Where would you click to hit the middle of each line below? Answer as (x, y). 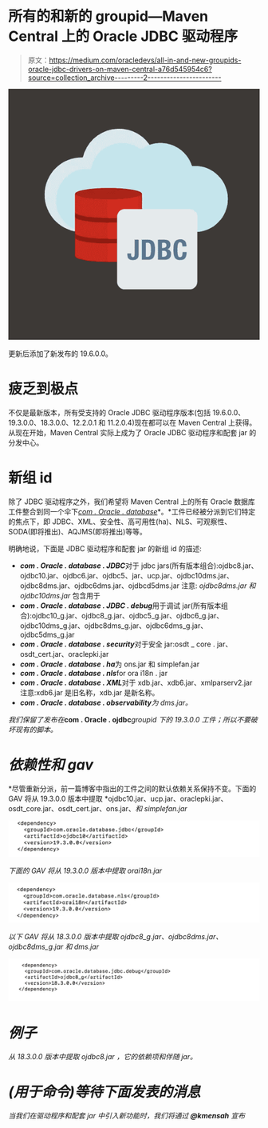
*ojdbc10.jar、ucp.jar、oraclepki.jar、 (166, 798)
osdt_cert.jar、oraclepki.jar (64, 654)
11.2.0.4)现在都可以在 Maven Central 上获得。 (182, 423)
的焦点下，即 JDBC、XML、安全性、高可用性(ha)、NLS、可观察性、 (120, 522)
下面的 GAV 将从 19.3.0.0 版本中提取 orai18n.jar (85, 871)
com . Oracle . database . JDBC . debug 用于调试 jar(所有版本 (120, 606)
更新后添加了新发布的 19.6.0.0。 (61, 354)
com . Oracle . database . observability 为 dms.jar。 (106, 703)
